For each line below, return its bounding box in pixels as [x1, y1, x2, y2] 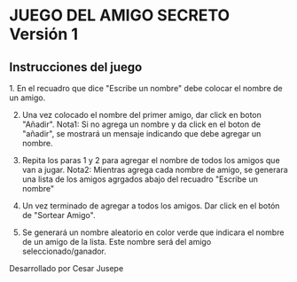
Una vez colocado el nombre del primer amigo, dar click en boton [21, 110, 262, 120]
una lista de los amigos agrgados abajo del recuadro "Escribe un [21, 174, 259, 184]
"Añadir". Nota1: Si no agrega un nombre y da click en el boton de [21, 119, 262, 129]
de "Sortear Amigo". [21, 210, 96, 220]
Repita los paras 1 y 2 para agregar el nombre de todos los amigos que [21, 155, 281, 165]
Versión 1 [9, 24, 78, 44]
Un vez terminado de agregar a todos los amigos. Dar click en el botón [21, 200, 280, 211]
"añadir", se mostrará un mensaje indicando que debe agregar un [21, 129, 262, 138]
